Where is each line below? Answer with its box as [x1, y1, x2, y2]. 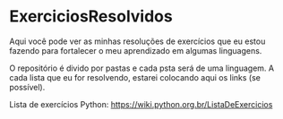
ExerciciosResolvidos [9, 6, 173, 27]
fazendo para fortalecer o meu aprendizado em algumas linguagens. [9, 45, 262, 55]
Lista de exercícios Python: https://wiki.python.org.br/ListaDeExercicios [9, 98, 273, 109]
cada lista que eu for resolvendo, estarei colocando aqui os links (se [9, 72, 262, 82]
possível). [9, 81, 46, 92]
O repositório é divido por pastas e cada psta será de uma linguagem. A [9, 63, 275, 73]
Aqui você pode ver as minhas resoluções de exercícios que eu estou [9, 36, 266, 47]
